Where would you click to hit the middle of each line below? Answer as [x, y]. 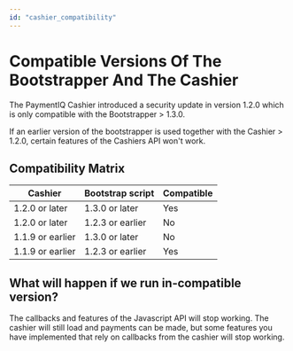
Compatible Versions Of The [116, 61]
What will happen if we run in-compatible [125, 283]
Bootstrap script [119, 193]
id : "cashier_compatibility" [63, 17]
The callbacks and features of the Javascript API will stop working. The [139, 318]
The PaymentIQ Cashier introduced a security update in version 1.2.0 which [147, 105]
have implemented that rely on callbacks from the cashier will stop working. [147, 337]
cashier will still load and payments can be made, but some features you [141, 328]
